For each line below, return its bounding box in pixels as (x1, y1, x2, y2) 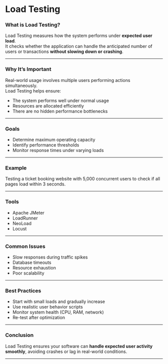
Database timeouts (12, 259, 51, 265)
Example (5, 164, 27, 171)
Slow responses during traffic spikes (12, 254, 88, 260)
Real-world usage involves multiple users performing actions (5, 77, 130, 83)
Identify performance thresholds (12, 142, 79, 148)
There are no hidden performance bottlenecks (12, 108, 108, 114)
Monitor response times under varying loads (12, 147, 104, 153)
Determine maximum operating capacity (12, 136, 95, 143)
